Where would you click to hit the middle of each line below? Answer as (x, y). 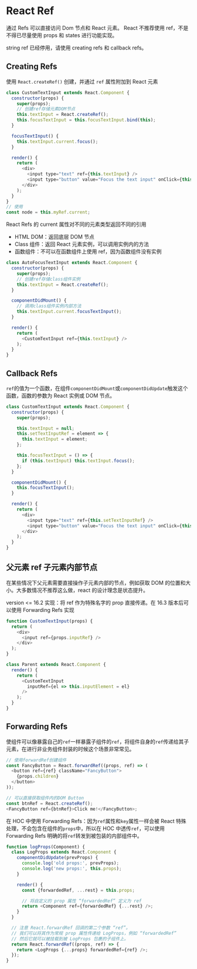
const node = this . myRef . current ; (48, 212)
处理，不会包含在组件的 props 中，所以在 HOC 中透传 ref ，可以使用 (86, 828)
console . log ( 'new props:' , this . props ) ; (72, 869)
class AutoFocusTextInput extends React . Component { (72, 263)
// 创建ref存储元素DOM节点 (46, 109)
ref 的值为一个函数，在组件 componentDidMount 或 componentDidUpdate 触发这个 (97, 388)
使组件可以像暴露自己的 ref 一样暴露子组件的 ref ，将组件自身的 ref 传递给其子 (98, 741)
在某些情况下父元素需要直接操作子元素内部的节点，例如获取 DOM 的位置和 (96, 582)
